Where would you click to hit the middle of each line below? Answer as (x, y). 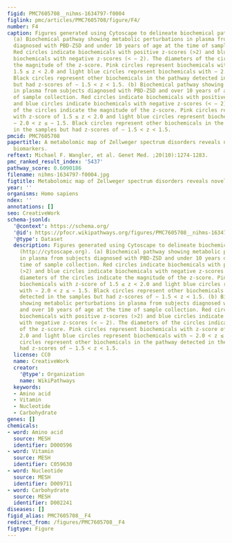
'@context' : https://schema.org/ (61, 226)
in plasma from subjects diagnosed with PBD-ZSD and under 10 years (120, 258)
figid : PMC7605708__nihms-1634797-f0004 (66, 14)
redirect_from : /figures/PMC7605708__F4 (66, 522)
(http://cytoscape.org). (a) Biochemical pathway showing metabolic (120, 252)
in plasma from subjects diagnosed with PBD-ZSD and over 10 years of (117, 91)
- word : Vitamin (30, 452)
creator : (26, 368)
